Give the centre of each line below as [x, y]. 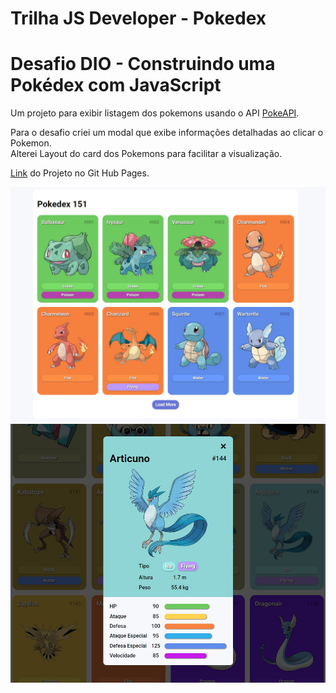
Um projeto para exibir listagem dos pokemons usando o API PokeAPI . [155, 113]
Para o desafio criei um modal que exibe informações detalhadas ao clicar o [167, 133]
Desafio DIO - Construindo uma [143, 64]
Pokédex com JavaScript [116, 85]
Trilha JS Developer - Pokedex [138, 18]
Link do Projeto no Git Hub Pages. [80, 173]
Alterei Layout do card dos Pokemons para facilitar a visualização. [146, 154]
